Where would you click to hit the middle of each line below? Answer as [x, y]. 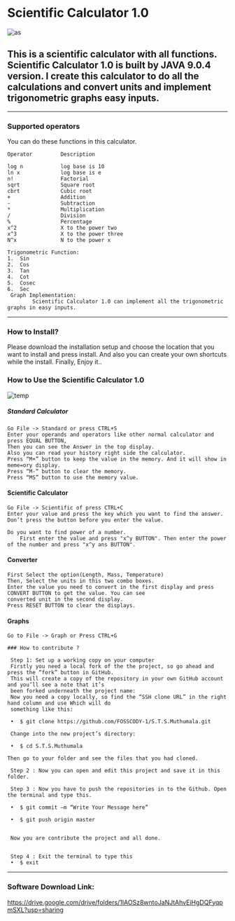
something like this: [42, 709]
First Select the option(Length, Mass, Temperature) [86, 575]
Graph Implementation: [43, 296]
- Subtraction [51, 204]
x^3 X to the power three [65, 234]
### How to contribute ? [43, 648]
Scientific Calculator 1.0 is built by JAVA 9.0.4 [109, 66]
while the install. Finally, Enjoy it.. [55, 362]
